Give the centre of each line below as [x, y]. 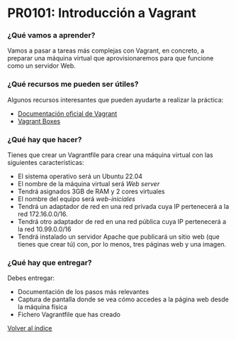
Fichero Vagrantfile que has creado [69, 315]
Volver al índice [30, 328]
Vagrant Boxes [39, 121]
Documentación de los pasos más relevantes [83, 292]
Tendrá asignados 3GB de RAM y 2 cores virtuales [91, 192]
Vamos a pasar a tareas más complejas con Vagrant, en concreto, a [106, 50]
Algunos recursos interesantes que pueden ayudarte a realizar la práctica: [116, 99]
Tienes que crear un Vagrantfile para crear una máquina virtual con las [111, 155]
